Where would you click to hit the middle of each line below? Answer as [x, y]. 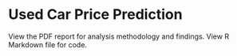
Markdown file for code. [48, 44]
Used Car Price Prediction [95, 15]
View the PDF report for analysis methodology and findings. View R [119, 36]
